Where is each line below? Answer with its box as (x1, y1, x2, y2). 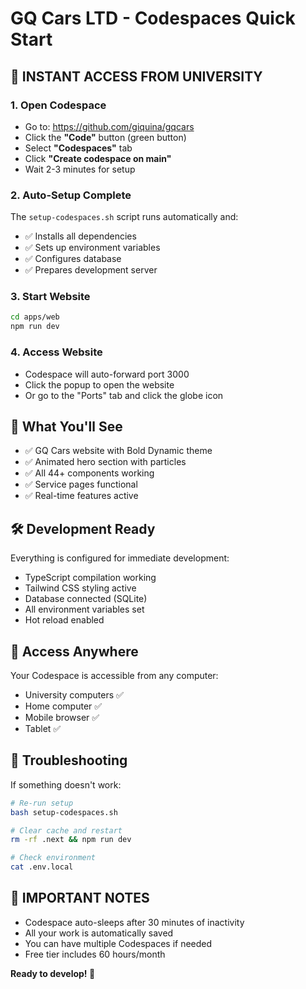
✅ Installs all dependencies (24, 230, 137, 242)
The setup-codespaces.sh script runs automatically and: (10, 211, 239, 223)
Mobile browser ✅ (24, 711, 100, 723)
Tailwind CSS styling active (24, 582, 137, 594)
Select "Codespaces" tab (24, 142, 133, 154)
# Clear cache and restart (10, 825, 123, 836)
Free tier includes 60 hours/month (24, 948, 166, 960)
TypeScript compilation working (24, 572, 157, 584)
